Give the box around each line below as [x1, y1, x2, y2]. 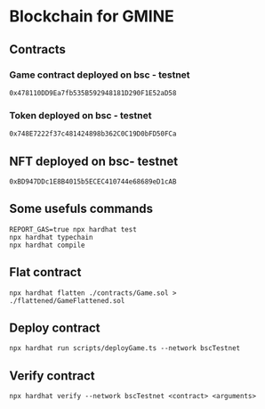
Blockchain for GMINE [9, 6, 175, 27]
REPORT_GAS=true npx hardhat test [9, 225, 138, 233]
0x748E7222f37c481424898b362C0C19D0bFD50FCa [9, 129, 177, 139]
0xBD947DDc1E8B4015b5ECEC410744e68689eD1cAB [9, 176, 177, 186]
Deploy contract [9, 321, 100, 335]
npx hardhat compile [9, 241, 86, 249]
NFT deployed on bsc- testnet [9, 153, 179, 168]
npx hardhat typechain [9, 233, 93, 241]
